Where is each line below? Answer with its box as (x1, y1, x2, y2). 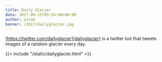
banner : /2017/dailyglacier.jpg (5, 21, 74, 27)
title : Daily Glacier (5, 7, 52, 13)
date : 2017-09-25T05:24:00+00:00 (5, 12, 77, 17)
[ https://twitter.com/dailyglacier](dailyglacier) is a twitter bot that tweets (5, 36, 157, 42)
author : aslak (5, 17, 36, 22)
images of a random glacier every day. (5, 41, 86, 47)
